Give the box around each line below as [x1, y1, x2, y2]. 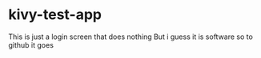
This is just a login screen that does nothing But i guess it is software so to [8, 32, 254, 41]
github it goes [8, 40, 54, 49]
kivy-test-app [8, 6, 102, 24]
